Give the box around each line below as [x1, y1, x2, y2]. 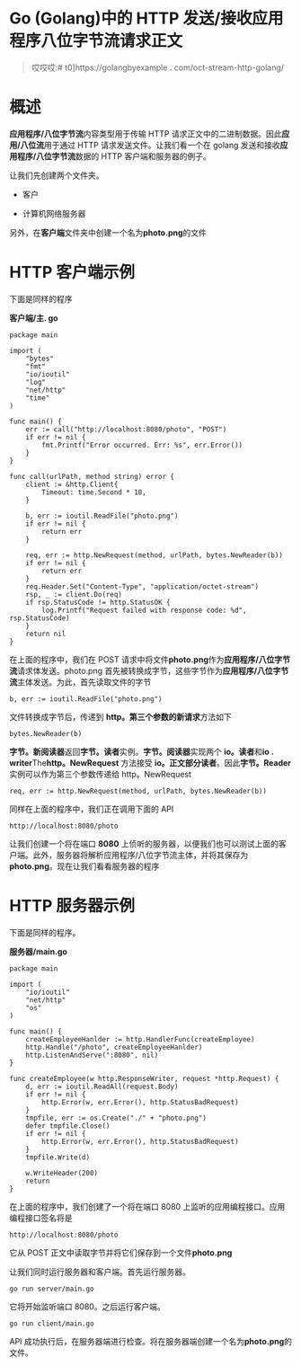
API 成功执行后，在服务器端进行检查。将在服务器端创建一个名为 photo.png [9, 1335, 285, 1346]
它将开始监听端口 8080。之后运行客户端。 [9, 1300, 165, 1312]
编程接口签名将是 [9, 1212, 73, 1223]
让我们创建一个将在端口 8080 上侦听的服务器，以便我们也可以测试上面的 [9, 838, 279, 849]
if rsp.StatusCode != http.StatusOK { [25, 598, 171, 607]
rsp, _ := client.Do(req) [25, 590, 123, 599]
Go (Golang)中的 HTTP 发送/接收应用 [9, 8, 284, 29]
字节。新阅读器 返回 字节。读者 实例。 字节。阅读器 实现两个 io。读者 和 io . [9, 746, 274, 757]
